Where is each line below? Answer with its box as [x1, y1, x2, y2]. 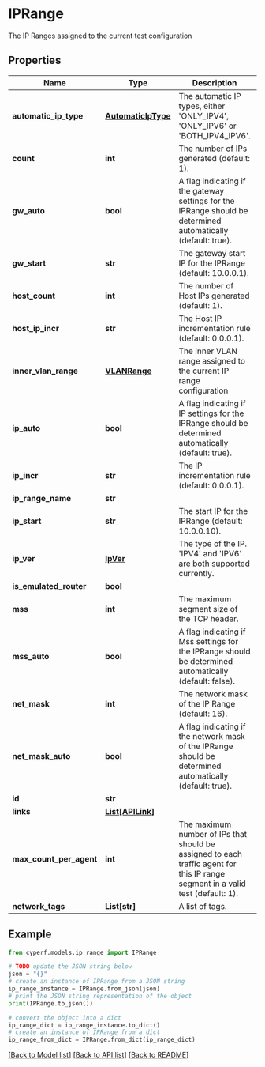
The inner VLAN [178, 345, 238, 356]
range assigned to [178, 355, 246, 366]
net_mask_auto [12, 750, 71, 761]
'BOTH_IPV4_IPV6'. [178, 130, 251, 141]
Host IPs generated [178, 290, 250, 301]
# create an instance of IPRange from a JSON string [8, 978, 185, 986]
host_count [12, 290, 56, 301]
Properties [8, 54, 62, 67]
